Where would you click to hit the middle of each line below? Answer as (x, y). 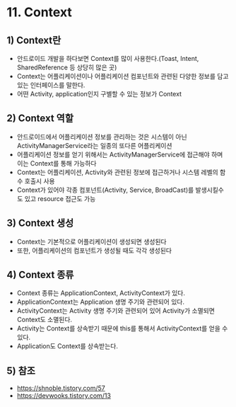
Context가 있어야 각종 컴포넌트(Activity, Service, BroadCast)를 (105, 190)
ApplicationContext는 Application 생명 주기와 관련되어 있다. (101, 302)
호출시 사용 (40, 180)
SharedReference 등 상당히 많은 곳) (67, 67)
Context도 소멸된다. (44, 320)
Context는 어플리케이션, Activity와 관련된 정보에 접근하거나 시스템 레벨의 (117, 172)
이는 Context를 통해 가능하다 (57, 163)
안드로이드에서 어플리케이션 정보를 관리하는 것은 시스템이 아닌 (102, 137)
